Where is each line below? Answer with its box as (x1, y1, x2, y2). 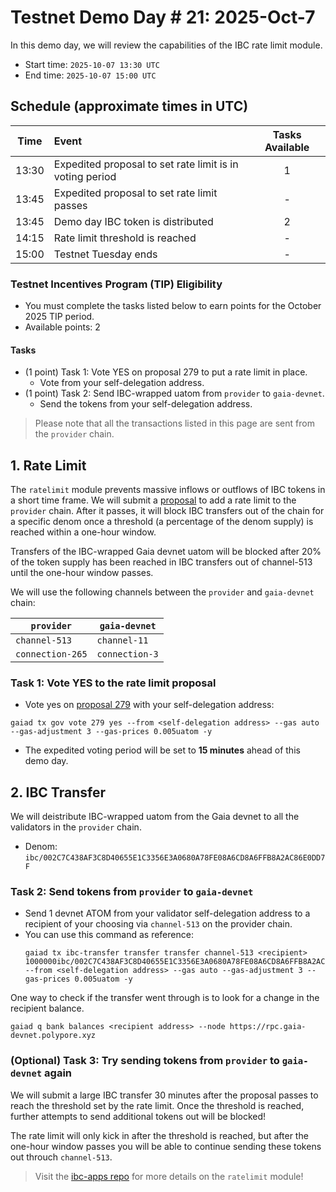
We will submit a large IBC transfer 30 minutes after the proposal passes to (10, 1089, 319, 1101)
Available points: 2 (24, 321, 101, 333)
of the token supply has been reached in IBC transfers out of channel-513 (10, 556, 313, 568)
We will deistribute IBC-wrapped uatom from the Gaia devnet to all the (10, 811, 300, 823)
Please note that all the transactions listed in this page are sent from (34, 417, 315, 430)
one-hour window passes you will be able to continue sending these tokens (10, 1140, 322, 1152)
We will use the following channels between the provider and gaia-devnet (10, 586, 315, 598)
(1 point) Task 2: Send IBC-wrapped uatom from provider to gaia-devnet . (24, 387, 325, 400)
